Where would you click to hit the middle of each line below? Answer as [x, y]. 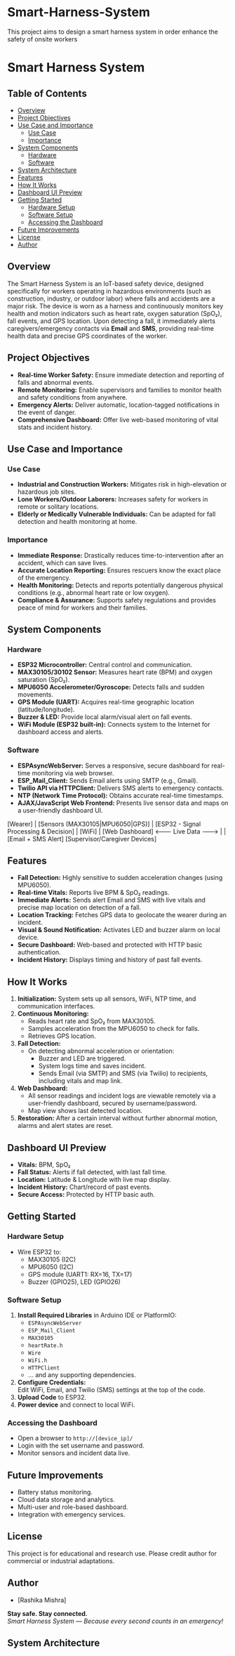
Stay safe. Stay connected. [47, 1613]
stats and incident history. [55, 427]
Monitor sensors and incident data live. [74, 1453]
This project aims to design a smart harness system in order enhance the [113, 32]
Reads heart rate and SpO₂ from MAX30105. [92, 1021]
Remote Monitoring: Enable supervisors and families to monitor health [120, 390]
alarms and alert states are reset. [65, 1126]
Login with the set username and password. [81, 1446]
